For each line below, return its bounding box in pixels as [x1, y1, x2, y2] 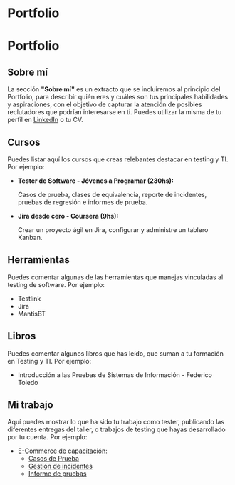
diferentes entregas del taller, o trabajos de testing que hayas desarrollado [7, 425, 226, 434]
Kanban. [17, 234, 43, 241]
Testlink [17, 294, 41, 303]
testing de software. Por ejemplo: [7, 280, 105, 289]
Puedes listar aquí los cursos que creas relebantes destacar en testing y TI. [7, 155, 229, 164]
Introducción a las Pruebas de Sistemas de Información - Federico [17, 370, 212, 379]
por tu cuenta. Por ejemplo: [7, 433, 88, 441]
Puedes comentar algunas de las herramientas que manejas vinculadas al [7, 273, 224, 281]
